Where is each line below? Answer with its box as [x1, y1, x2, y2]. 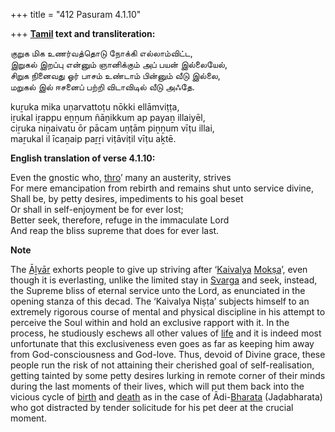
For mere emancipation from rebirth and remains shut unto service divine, [10, 182, 315, 194]
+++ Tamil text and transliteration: [10, 28, 156, 39]
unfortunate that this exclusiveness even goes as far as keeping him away [10, 338, 315, 349]
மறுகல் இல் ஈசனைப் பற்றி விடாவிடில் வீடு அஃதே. [10, 81, 195, 93]
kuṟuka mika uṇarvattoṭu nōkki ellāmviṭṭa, [10, 101, 180, 113]
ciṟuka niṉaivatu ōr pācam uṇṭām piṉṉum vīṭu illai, [10, 122, 215, 134]
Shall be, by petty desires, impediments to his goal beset [10, 193, 244, 204]
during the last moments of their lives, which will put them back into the [10, 380, 305, 392]
